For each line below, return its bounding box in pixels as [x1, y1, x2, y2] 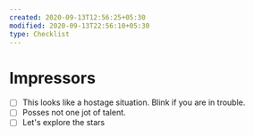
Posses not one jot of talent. [21, 108, 127, 118]
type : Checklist [9, 29, 70, 38]
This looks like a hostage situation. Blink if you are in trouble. [21, 97, 246, 108]
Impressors [9, 68, 97, 88]
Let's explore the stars [21, 117, 106, 128]
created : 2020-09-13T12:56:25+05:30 [9, 12, 146, 22]
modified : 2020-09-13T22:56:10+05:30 [9, 21, 150, 30]
